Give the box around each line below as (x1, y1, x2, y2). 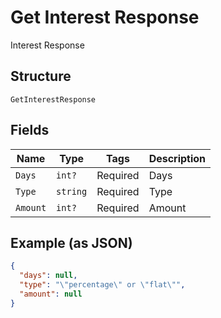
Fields (10, 122, 50, 139)
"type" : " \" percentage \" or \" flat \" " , (19, 280, 186, 290)
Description (148, 151, 207, 165)
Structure (10, 68, 72, 85)
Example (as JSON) (10, 234, 133, 251)
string (56, 186, 88, 197)
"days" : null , (19, 271, 78, 281)
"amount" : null (19, 289, 83, 299)
